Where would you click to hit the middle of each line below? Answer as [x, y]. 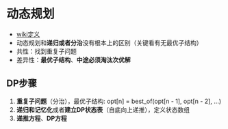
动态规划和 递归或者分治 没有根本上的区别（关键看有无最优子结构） [109, 42]
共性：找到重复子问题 [46, 51]
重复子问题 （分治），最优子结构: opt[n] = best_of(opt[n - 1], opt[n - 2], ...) [119, 101]
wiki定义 [28, 34]
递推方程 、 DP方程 [41, 118]
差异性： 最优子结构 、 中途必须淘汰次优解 [73, 59]
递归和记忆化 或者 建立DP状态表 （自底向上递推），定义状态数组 [103, 109]
